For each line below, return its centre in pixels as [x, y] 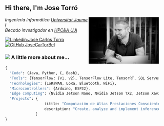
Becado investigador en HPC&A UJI [41, 30]
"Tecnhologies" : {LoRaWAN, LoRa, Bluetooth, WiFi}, [63, 83]
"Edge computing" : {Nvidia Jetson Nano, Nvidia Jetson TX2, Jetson [80, 94]
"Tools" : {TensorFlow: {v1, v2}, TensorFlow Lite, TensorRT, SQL [77, 78]
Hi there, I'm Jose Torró [41, 8]
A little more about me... [40, 57]
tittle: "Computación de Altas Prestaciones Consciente [102, 104]
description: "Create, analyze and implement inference [102, 109]
